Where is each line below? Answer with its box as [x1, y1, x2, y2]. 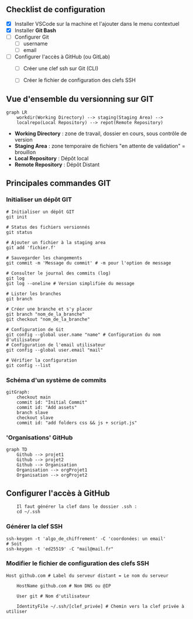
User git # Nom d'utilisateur [16, 593, 91, 599]
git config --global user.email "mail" [6, 347, 104, 353]
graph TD [6, 447, 27, 453]
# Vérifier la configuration [6, 357, 77, 363]
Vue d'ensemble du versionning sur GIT [6, 94, 154, 104]
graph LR [6, 109, 27, 116]
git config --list [6, 362, 51, 368]
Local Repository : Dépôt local [14, 155, 89, 162]
